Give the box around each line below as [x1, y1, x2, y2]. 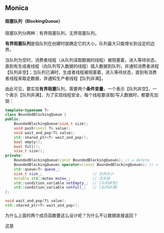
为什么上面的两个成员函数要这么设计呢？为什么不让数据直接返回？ [5, 212, 138, 218]
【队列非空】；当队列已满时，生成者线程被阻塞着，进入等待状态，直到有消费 [5, 69, 157, 75]
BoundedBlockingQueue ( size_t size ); [14, 121, 89, 126]
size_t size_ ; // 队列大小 [14, 171, 114, 176]
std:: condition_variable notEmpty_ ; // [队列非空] [14, 181, 118, 186]
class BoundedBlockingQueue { [5, 112, 67, 117]
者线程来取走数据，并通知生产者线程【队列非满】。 [5, 75, 106, 81]
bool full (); [14, 144, 41, 149]
